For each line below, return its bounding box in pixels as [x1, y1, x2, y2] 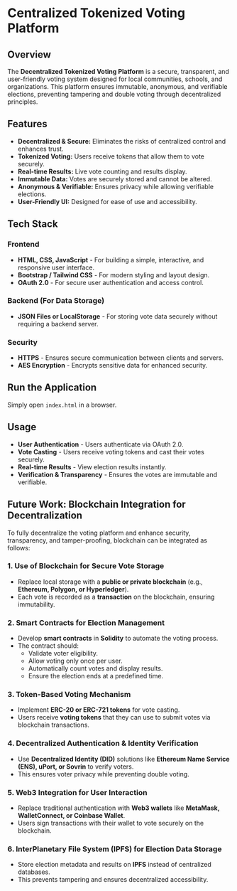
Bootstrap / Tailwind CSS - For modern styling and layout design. [17, 270, 210, 279]
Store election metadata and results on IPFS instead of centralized [17, 860, 211, 869]
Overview [7, 48, 52, 60]
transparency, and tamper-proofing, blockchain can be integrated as [7, 535, 208, 545]
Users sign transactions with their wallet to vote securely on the [17, 819, 204, 828]
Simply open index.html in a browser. [7, 400, 117, 409]
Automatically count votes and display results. [28, 664, 163, 673]
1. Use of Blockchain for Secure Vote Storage [7, 561, 165, 571]
